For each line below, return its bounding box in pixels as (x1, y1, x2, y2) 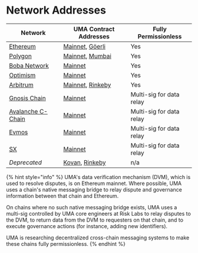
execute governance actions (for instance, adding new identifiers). (6, 222, 168, 229)
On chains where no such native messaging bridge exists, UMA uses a (6, 203, 177, 210)
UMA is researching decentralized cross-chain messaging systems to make (6, 234, 190, 241)
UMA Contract (73, 25, 115, 33)
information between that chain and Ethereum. (6, 192, 119, 199)
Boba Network (9, 61, 49, 70)
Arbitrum (9, 80, 34, 89)
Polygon (9, 51, 32, 60)
